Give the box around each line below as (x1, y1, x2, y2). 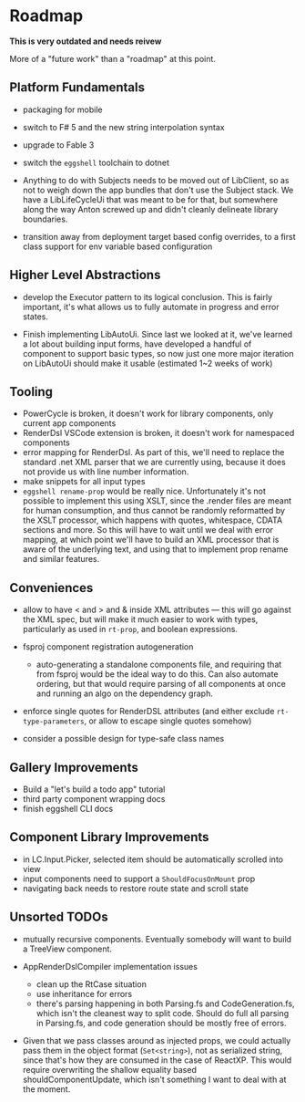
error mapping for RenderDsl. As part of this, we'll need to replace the (22, 447, 285, 458)
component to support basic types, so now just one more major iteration (22, 348, 294, 359)
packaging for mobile (22, 104, 103, 115)
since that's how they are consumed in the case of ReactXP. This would (22, 1055, 292, 1066)
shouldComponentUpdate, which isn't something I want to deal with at (22, 1074, 287, 1085)
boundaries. (22, 213, 68, 224)
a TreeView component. (22, 943, 112, 954)
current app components (22, 418, 117, 429)
